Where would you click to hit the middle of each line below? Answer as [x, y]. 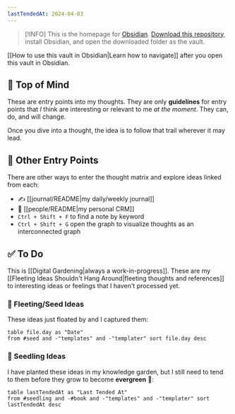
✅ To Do [25, 254]
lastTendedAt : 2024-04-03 [45, 14]
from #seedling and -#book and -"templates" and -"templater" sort [109, 398]
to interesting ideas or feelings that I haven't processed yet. [94, 286]
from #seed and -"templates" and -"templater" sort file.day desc [107, 339]
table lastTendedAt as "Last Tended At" [68, 392]
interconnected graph [49, 232]
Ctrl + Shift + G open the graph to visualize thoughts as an [106, 224]
